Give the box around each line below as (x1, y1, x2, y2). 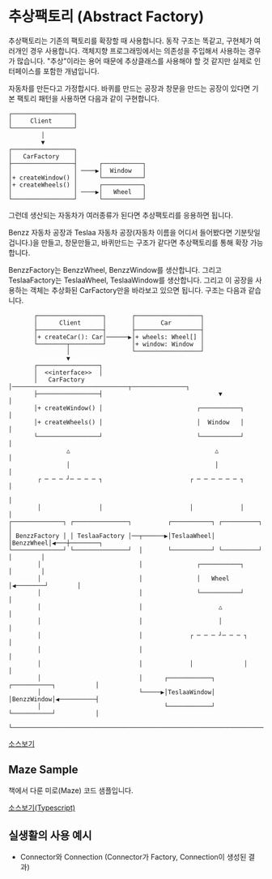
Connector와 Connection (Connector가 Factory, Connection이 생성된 (19, 851, 247, 861)
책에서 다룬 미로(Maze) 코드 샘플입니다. (8, 785, 134, 795)
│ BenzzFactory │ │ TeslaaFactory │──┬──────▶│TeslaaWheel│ (8, 532, 216, 540)
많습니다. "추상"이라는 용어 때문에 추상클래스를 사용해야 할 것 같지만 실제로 (16, 56, 253, 66)
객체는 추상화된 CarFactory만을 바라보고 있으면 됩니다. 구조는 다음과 (29, 285, 247, 295)
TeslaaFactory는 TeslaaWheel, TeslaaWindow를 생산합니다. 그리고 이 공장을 (8, 275, 253, 285)
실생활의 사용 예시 (8, 829, 92, 842)
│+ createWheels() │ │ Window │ (33, 418, 244, 426)
